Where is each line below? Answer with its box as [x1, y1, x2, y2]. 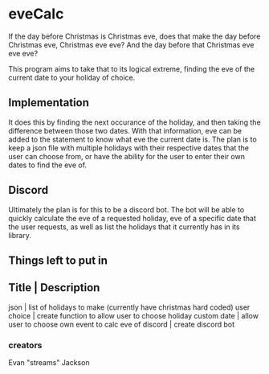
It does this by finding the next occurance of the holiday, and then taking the [8, 117, 261, 127]
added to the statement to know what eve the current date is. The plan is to [8, 134, 257, 144]
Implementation [8, 96, 90, 109]
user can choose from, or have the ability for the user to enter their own [8, 151, 245, 161]
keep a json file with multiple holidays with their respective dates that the [8, 142, 250, 153]
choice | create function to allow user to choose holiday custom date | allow [8, 310, 259, 320]
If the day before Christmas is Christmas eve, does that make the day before [8, 31, 261, 41]
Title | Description [8, 281, 100, 294]
